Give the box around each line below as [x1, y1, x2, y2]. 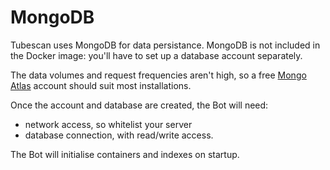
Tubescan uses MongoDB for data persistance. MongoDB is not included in [10, 39, 321, 51]
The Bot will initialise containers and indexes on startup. [10, 148, 240, 160]
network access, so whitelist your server [24, 118, 193, 130]
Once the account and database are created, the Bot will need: [10, 99, 269, 111]
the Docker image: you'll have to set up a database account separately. [10, 49, 303, 61]
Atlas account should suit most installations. [10, 79, 192, 91]
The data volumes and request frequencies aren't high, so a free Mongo [10, 69, 307, 81]
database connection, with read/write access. [24, 129, 214, 141]
